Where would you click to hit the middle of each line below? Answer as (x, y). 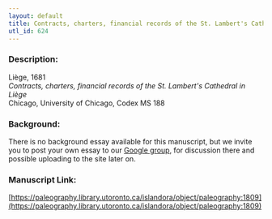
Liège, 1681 (27, 77)
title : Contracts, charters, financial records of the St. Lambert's (128, 24)
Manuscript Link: (42, 179)
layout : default (36, 16)
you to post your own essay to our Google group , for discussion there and (132, 150)
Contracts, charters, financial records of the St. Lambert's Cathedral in (127, 85)
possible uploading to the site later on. (72, 158)
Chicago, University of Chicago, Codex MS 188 (87, 103)
